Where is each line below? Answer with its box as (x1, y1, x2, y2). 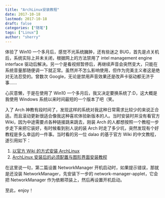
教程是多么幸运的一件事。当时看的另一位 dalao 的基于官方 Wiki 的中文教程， (5, 131, 159, 137)
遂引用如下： (5, 137, 31, 143)
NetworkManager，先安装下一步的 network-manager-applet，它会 (23, 170, 158, 176)
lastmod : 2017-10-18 (5, 16, 48, 21)
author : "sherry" (5, 35, 41, 40)
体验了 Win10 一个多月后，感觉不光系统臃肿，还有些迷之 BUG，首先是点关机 (5, 49, 160, 55)
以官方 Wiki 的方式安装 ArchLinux (12, 148, 80, 154)
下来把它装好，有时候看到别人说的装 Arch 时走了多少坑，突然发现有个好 (13, 125, 159, 131)
